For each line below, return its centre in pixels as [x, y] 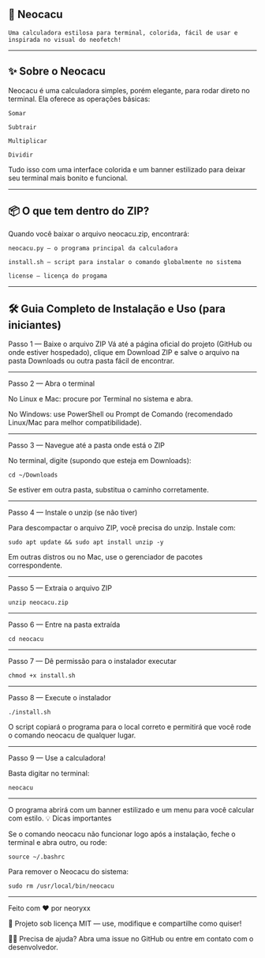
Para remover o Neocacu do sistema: [68, 872]
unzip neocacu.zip [38, 603]
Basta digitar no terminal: [49, 773]
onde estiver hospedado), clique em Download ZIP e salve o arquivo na [124, 353]
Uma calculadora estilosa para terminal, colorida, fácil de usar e [123, 32]
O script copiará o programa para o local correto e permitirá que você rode [130, 727]
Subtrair [22, 127]
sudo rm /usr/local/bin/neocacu [61, 886]
